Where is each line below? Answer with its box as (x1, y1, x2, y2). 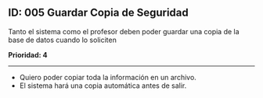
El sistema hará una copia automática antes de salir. (19, 81, 187, 90)
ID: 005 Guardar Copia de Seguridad (8, 6, 189, 19)
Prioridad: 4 (8, 50, 49, 59)
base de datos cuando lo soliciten (8, 35, 117, 44)
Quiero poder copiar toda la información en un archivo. (19, 72, 197, 82)
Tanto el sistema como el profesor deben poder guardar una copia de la (8, 26, 240, 36)
